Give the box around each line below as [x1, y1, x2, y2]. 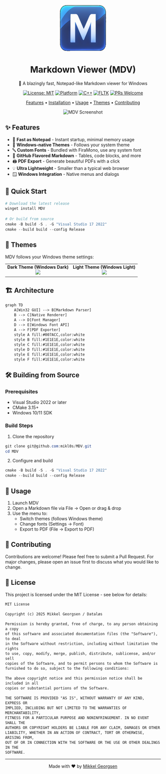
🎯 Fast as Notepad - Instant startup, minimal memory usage [12, 136, 135, 142]
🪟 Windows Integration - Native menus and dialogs [12, 171, 120, 177]
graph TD [5, 302, 23, 308]
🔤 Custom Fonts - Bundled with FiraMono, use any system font [12, 147, 142, 153]
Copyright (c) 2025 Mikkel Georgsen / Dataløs [5, 611, 103, 616]
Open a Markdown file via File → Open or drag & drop [12, 505, 122, 511]
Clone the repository [12, 433, 54, 439]
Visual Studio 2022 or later [12, 400, 67, 406]
